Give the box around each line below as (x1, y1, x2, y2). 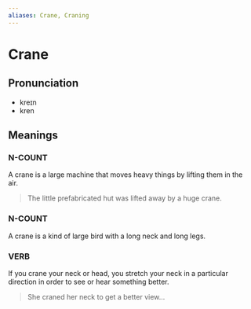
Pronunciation (8, 76, 79, 90)
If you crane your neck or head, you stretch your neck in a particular (8, 268, 229, 278)
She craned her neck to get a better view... (27, 292, 166, 301)
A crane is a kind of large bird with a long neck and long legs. (8, 231, 206, 241)
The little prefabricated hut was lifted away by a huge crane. (27, 193, 222, 203)
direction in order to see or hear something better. (8, 277, 169, 286)
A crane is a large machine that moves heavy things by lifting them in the (8, 170, 243, 179)
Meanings (8, 129, 59, 142)
